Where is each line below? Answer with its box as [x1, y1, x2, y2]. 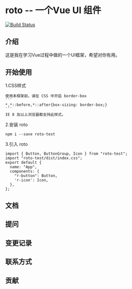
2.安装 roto [5, 122, 28, 128]
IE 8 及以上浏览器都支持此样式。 [5, 112, 66, 117]
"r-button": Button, [14, 173, 58, 178]
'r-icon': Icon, [14, 178, 49, 183]
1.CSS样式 [5, 82, 26, 88]
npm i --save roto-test [5, 132, 56, 137]
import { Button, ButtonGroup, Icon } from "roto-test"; [5, 151, 128, 156]
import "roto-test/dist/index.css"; [5, 155, 82, 160]
